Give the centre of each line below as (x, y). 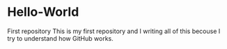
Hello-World (43, 12)
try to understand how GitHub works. (60, 38)
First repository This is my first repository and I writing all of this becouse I (114, 31)
